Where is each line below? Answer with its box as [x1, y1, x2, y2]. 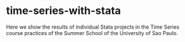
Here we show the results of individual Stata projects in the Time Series [6, 23, 180, 30]
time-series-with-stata [6, 4, 121, 17]
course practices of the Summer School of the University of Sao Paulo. [6, 29, 179, 36]
